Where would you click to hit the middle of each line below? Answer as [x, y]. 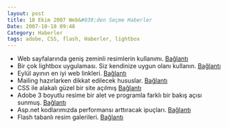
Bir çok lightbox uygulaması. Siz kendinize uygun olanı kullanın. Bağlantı [119, 66]
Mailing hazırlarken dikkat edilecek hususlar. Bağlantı [92, 81]
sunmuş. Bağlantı [42, 103]
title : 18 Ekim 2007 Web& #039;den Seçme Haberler [80, 20]
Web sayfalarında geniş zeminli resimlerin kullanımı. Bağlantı [103, 58]
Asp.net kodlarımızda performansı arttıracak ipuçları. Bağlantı [104, 110]
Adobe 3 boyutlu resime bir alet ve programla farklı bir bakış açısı [109, 95]
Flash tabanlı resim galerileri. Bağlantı [70, 117]
